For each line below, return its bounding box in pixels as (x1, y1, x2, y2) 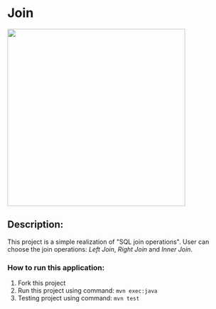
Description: (7, 218, 64, 231)
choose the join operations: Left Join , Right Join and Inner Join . (7, 245, 193, 253)
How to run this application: (7, 262, 105, 272)
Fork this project (17, 279, 66, 288)
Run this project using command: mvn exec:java (17, 286, 158, 295)
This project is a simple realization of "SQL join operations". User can (7, 237, 210, 246)
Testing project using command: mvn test (17, 294, 140, 303)
